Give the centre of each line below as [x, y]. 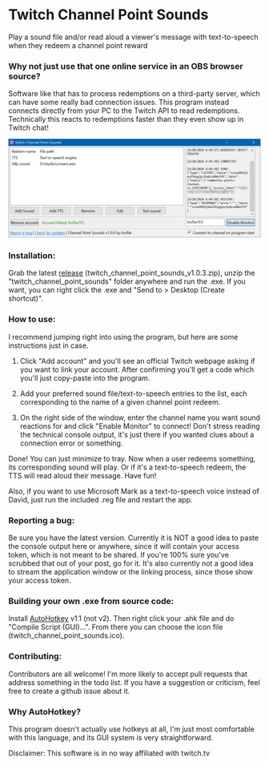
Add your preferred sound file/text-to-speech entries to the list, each [133, 393]
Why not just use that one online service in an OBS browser [126, 66]
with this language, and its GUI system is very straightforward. [111, 737]
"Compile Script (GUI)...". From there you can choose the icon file [116, 627]
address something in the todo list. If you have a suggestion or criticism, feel [134, 682]
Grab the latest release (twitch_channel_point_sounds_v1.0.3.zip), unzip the [132, 273]
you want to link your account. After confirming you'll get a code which [137, 369]
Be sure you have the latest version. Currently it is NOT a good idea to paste [133, 538]
